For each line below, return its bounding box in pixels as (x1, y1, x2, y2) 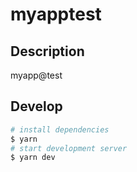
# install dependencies (10, 124, 110, 135)
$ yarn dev (10, 153, 56, 163)
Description (10, 43, 85, 60)
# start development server (10, 143, 128, 153)
